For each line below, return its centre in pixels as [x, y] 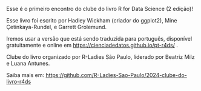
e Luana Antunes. [28, 63]
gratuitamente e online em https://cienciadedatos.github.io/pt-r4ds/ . [92, 45]
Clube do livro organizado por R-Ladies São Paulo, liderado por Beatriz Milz [100, 57]
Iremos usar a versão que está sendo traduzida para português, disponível [99, 39]
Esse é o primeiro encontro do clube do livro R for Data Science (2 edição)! [100, 9]
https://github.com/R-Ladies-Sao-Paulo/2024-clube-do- [116, 75]
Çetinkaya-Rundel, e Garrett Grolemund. [57, 27]
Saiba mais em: [25, 75]
